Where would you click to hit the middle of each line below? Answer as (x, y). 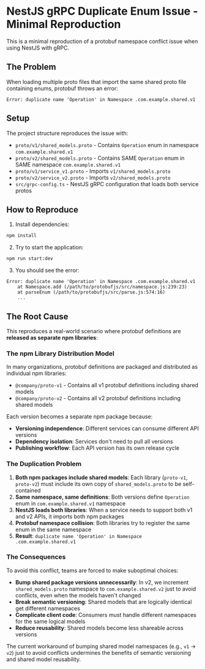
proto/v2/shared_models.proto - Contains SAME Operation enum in (100, 158)
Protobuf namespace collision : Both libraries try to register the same (102, 523)
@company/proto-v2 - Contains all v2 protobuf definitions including (98, 398)
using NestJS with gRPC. (38, 48)
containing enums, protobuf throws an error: (62, 88)
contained (28, 490)
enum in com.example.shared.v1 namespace (70, 503)
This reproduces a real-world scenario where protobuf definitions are (94, 331)
